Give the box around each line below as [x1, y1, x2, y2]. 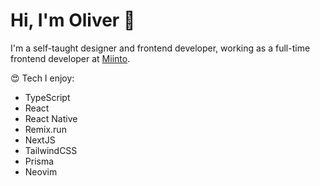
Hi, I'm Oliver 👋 [10, 9, 136, 32]
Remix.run [24, 123, 67, 135]
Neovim [24, 165, 58, 178]
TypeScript [24, 91, 71, 103]
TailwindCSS [24, 144, 78, 156]
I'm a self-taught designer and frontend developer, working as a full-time [10, 42, 311, 54]
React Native [24, 112, 78, 124]
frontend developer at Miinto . [10, 52, 131, 64]
